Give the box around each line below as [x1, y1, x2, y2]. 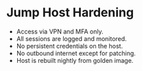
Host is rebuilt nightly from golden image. [16, 56, 134, 64]
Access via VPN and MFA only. [16, 27, 104, 35]
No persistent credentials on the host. [16, 42, 123, 50]
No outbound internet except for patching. [16, 49, 137, 57]
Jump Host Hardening [6, 5, 134, 20]
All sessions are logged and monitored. [16, 34, 128, 42]
